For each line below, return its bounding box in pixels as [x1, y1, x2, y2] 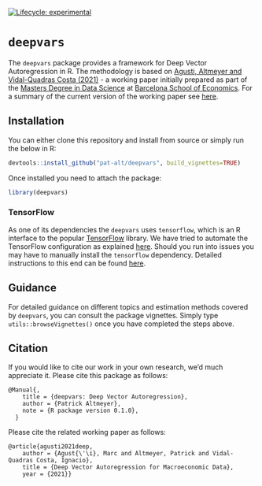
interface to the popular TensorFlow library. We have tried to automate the [8, 233, 249, 243]
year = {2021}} [22, 470, 72, 478]
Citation [8, 342, 49, 354]
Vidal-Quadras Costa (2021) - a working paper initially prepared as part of [8, 75, 248, 84]
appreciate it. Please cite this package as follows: [8, 371, 168, 380]
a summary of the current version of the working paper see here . [8, 91, 219, 101]
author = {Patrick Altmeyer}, [22, 400, 122, 408]
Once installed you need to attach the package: [8, 173, 162, 183]
